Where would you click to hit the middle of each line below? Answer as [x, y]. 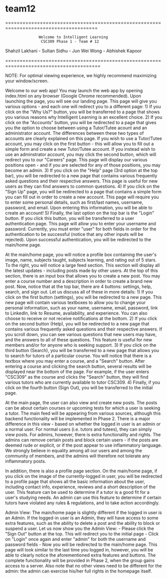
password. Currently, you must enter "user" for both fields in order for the [81, 229]
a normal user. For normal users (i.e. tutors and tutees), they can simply [79, 429]
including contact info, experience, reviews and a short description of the [81, 487]
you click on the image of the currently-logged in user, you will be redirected [84, 476]
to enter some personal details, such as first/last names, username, [74, 202]
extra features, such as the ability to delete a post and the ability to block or [83, 523]
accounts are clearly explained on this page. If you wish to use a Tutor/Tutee [83, 138]
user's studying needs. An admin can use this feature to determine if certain [83, 497]
